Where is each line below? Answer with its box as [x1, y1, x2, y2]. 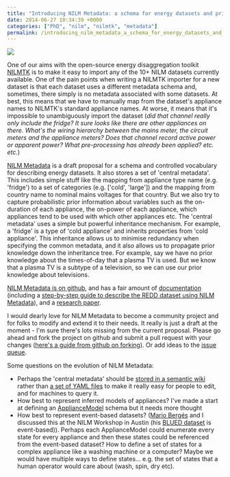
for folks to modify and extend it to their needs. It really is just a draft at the [7, 319, 218, 328]
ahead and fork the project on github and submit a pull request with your [7, 334, 212, 342]
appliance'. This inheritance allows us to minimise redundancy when [7, 234, 199, 243]
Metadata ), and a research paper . [7, 299, 101, 307]
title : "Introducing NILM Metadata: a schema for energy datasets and [7, 10, 213, 17]
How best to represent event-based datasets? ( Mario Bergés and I [16, 411, 204, 419]
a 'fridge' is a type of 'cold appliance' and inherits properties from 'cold [7, 227, 209, 235]
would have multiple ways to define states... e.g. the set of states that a [16, 455, 218, 463]
